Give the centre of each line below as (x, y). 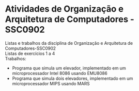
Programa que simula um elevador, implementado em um (69, 68)
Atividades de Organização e (64, 9)
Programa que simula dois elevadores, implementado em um (72, 78)
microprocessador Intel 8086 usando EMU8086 (60, 73)
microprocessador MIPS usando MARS (51, 83)
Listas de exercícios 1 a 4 (30, 53)
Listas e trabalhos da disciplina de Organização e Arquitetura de (69, 43)
